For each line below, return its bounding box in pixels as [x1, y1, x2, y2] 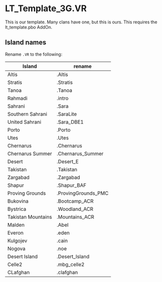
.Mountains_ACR [56, 213, 95, 220]
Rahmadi [7, 94, 28, 101]
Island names [5, 38, 47, 47]
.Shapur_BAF [56, 182, 86, 188]
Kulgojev [7, 237, 28, 244]
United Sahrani [7, 118, 41, 125]
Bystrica [7, 206, 27, 212]
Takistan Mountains [7, 213, 52, 220]
